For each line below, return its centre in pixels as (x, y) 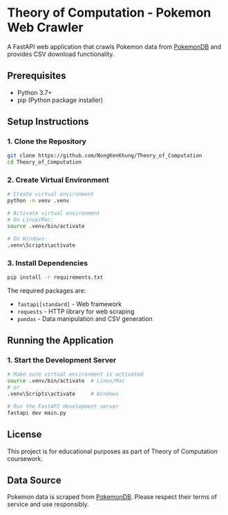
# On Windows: (28, 238)
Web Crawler (46, 27)
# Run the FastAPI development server (63, 406)
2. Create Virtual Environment (58, 180)
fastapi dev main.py (37, 413)
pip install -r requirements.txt (55, 277)
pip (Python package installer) (60, 100)
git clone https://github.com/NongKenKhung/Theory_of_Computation (105, 156)
